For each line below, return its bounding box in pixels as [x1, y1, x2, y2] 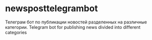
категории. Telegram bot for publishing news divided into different [5, 24, 141, 30]
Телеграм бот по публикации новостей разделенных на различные [5, 19, 147, 25]
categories [5, 29, 27, 35]
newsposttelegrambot [5, 3, 98, 14]
